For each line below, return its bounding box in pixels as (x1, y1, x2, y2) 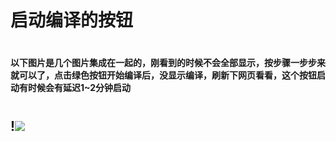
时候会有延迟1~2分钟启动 (27, 82, 132, 94)
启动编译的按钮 (10, 9, 134, 32)
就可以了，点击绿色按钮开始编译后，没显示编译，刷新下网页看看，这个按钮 (10, 69, 317, 81)
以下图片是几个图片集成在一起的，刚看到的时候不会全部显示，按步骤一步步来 (10, 57, 326, 69)
